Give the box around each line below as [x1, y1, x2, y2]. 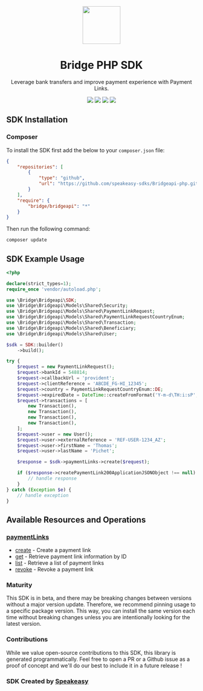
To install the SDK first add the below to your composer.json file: [6, 146, 165, 153]
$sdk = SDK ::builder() [6, 341, 63, 348]
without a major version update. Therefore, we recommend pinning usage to [6, 601, 196, 608]
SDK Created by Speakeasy [6, 677, 89, 685]
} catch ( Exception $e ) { [6, 486, 71, 493]
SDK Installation [6, 115, 68, 125]
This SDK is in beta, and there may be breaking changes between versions [6, 594, 192, 602]
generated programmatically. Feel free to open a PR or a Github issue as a [6, 655, 190, 663]
